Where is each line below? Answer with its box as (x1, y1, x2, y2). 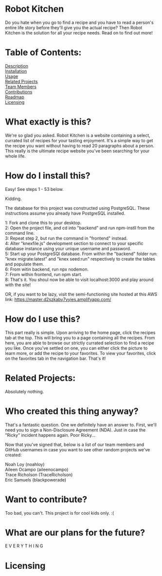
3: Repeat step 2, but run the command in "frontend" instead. (5, 235, 128, 241)
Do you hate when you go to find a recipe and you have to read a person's (5, 19, 154, 25)
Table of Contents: (5, 47, 82, 58)
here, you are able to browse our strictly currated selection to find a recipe (5, 340, 154, 346)
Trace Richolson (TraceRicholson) (5, 471, 73, 478)
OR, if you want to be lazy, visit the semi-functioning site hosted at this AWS (5, 291, 157, 297)
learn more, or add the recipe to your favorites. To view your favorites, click (5, 350, 156, 356)
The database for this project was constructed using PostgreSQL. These (5, 205, 150, 211)
